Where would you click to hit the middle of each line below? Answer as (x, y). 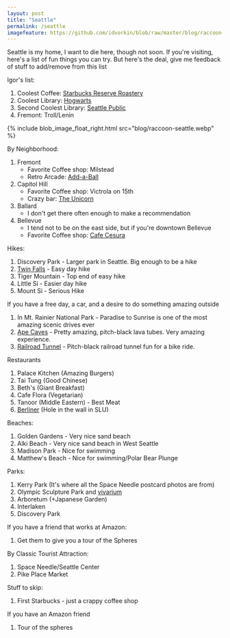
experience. (34, 340)
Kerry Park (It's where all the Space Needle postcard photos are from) (116, 485)
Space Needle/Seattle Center (58, 567)
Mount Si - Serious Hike (50, 291)
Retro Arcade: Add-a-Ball (63, 177)
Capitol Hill (32, 184)
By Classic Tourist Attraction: (48, 554)
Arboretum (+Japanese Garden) (62, 499)
